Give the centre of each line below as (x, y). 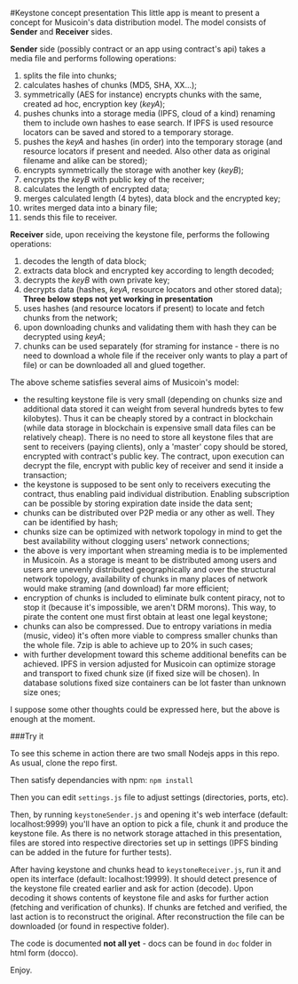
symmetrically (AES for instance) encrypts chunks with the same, (142, 94)
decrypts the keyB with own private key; (96, 280)
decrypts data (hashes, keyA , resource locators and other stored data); (153, 289)
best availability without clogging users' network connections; (136, 541)
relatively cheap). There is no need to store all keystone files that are (148, 437)
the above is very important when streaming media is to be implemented (155, 551)
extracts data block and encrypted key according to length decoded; (148, 271)
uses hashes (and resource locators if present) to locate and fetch (144, 308)
